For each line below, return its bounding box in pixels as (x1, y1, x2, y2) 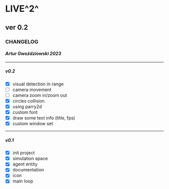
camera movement (12, 86, 52, 92)
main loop (12, 178, 34, 184)
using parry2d (12, 104, 42, 110)
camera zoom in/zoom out (12, 92, 67, 98)
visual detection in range (12, 81, 64, 87)
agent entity (12, 161, 38, 167)
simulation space (12, 155, 48, 161)
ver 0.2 (5, 23, 29, 32)
